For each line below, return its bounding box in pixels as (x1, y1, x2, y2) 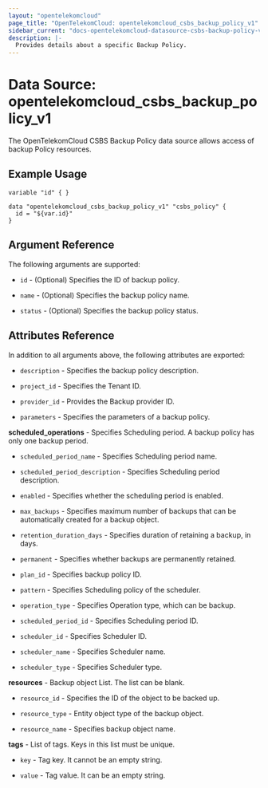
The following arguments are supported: (8, 259, 141, 269)
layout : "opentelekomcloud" (8, 11, 102, 20)
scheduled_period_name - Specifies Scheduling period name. (19, 451, 218, 461)
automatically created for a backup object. (19, 514, 160, 524)
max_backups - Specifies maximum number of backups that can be (19, 506, 237, 515)
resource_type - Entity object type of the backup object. (19, 708, 204, 718)
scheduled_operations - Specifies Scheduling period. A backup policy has (8, 427, 255, 437)
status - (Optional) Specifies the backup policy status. (19, 305, 199, 315)
